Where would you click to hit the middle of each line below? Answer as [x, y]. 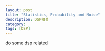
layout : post [19, 10]
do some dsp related [27, 43]
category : [16, 24]
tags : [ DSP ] [18, 29]
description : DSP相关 [27, 19]
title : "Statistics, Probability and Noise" [53, 15]
